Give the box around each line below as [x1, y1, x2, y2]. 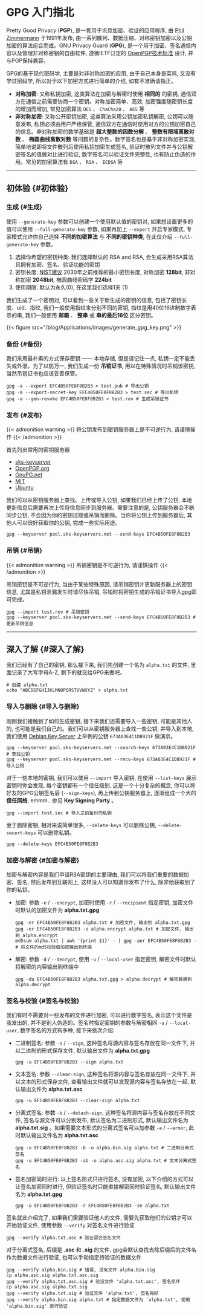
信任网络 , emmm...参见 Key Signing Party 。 [6, 796, 117, 804]
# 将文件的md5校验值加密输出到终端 [14, 944, 92, 950]
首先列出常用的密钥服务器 [6, 446, 70, 453]
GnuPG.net [14, 471, 43, 478]
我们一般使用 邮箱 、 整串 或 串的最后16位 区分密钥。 [25, 311, 156, 319]
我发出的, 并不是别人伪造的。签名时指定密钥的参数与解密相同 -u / [6, 1019, 168, 1027]
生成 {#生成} [6, 203, 43, 212]
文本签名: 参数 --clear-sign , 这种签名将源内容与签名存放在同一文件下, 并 [14, 1071, 196, 1078]
